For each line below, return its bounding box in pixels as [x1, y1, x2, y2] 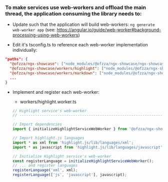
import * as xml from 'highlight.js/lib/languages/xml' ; [12, 140, 134, 145]
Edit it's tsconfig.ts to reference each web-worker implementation [12, 42, 148, 48]
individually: [12, 47, 37, 53]
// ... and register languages [12, 163, 78, 168]
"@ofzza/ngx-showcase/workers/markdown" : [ [9, 70, 101, 76]
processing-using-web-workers [12, 32, 78, 38]
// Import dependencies [12, 122, 62, 127]
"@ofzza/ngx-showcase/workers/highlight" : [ [9, 66, 104, 71]
